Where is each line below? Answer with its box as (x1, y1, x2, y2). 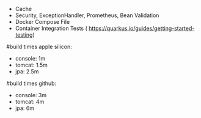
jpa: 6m (15, 105, 35, 112)
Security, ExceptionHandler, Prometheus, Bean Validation (15, 12, 159, 19)
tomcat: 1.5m (15, 61, 48, 68)
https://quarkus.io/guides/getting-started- (88, 24, 195, 32)
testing (15, 31, 33, 39)
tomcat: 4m (15, 98, 45, 105)
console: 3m (15, 92, 47, 98)
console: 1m (15, 55, 46, 62)
